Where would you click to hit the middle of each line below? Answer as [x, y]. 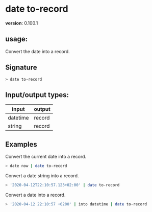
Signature [21, 68]
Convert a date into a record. [35, 195]
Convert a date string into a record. [42, 176]
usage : [17, 39]
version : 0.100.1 [22, 23]
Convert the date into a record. [37, 51]
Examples [21, 144]
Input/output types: [37, 95]
